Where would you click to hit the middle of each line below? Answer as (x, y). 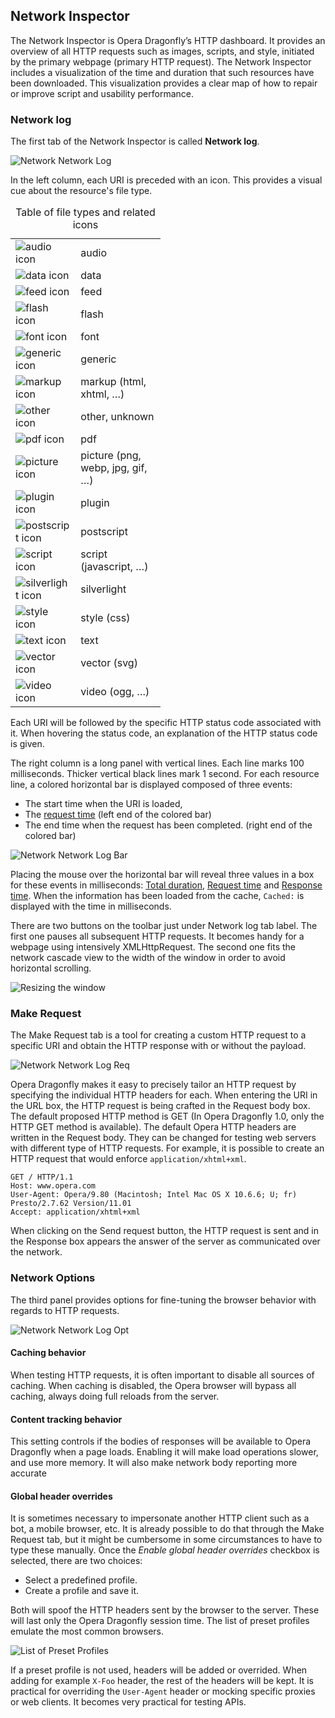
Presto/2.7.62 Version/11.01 (71, 1204)
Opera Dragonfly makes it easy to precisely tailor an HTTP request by (153, 1085)
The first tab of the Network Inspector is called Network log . (135, 141)
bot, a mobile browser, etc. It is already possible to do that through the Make (167, 1529)
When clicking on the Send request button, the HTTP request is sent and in (165, 1231)
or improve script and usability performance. (102, 93)
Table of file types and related (85, 212)
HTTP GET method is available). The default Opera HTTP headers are (153, 1127)
